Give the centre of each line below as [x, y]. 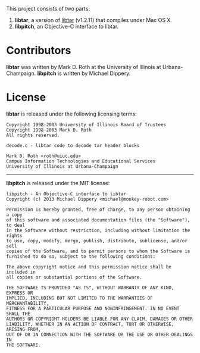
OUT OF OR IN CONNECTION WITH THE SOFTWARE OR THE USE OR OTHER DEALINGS [100, 335]
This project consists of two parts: [48, 9]
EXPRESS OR [20, 293]
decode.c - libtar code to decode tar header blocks [73, 145]
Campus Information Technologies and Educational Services [81, 161]
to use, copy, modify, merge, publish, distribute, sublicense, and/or [97, 240]
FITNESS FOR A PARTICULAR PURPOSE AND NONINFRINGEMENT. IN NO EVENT [93, 308]
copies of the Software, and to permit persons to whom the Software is [98, 251]
